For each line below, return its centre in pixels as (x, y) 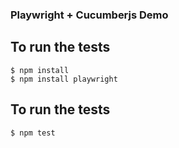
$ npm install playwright (64, 79)
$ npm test (33, 133)
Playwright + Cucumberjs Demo (89, 15)
